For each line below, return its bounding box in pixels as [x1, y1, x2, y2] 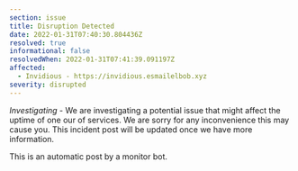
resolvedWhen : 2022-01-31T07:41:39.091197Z [9, 55, 176, 64]
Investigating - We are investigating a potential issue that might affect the [9, 104, 281, 115]
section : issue [9, 13, 67, 22]
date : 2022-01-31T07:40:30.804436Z [9, 30, 143, 39]
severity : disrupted [9, 80, 87, 89]
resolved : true [9, 38, 67, 48]
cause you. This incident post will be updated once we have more [9, 123, 253, 135]
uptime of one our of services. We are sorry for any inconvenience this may [9, 114, 290, 125]
